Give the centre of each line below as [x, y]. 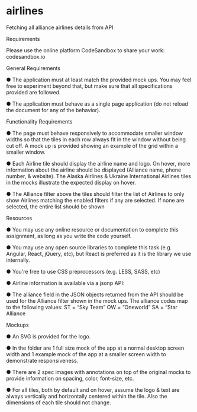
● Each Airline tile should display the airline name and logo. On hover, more [98, 163]
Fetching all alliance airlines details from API [60, 27]
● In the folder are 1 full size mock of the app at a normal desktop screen [95, 348]
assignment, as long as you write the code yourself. [69, 236]
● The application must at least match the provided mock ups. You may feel [99, 80]
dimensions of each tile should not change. [59, 403]
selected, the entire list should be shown [55, 207]
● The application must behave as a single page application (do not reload [97, 104]
